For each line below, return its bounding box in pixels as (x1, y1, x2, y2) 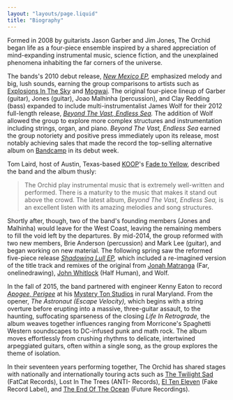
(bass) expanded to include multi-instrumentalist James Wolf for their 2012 (7, 101, 223, 110)
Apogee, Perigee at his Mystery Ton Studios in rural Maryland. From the (7, 290, 213, 298)
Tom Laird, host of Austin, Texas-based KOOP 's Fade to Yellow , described (7, 159, 220, 168)
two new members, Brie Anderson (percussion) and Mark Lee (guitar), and (7, 238, 222, 247)
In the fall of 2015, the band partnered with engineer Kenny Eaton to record (7, 282, 223, 290)
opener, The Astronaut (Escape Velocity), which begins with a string (7, 297, 204, 305)
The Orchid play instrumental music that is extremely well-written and (24, 180, 225, 189)
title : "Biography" (7, 17, 64, 24)
